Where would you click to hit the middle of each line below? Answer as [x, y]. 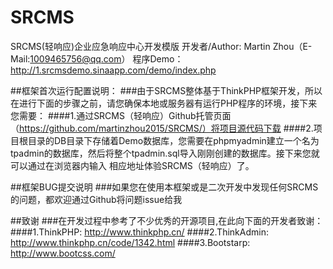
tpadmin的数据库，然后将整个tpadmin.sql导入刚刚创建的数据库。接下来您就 [165, 153]
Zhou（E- [292, 46]
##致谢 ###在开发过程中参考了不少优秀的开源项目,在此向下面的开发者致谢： [167, 220]
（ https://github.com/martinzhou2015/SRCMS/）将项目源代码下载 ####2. [162, 128]
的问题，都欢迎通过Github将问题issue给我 [96, 199]
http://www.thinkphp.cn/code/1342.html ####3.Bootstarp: [130, 242]
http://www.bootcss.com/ [63, 253]
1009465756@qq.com [75, 58]
